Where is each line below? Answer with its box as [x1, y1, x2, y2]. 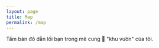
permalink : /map [6, 19, 46, 25]
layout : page [6, 8, 38, 15]
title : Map [6, 14, 33, 20]
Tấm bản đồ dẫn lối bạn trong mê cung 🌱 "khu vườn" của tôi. [6, 36, 154, 43]
